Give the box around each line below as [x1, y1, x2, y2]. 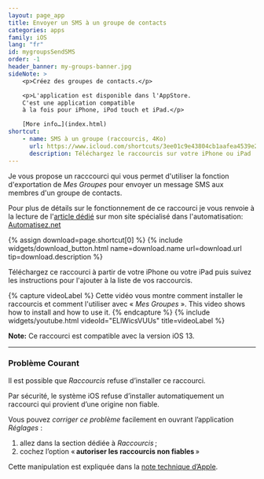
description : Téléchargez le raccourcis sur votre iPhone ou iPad [28, 149, 251, 157]
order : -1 [8, 56, 41, 64]
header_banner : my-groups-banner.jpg [8, 63, 132, 71]
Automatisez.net [8, 219, 61, 229]
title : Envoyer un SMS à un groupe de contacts [8, 19, 167, 27]
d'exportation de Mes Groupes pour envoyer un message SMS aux [8, 179, 224, 189]
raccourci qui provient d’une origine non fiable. [8, 399, 159, 409]
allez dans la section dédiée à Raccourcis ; [19, 438, 157, 448]
